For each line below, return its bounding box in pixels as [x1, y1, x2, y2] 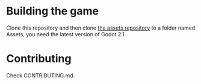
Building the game [6, 4, 99, 18]
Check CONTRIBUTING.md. [6, 71, 75, 79]
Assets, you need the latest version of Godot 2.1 [6, 30, 125, 37]
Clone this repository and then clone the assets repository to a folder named [6, 24, 196, 31]
